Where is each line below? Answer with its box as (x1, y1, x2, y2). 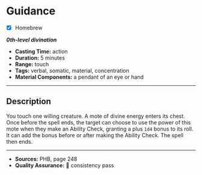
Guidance (6, 4, 56, 18)
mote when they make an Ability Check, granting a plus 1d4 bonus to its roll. (6, 125, 194, 132)
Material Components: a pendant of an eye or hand (14, 73, 144, 81)
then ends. (6, 138, 33, 145)
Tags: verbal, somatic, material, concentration (14, 67, 129, 74)
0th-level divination (6, 36, 57, 43)
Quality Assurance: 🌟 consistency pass (14, 161, 114, 169)
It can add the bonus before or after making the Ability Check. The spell (6, 131, 184, 139)
